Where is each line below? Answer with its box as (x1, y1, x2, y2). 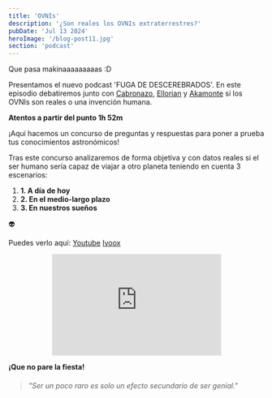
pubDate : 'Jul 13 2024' (8, 27, 89, 35)
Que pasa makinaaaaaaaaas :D (8, 64, 112, 74)
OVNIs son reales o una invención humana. (8, 97, 153, 107)
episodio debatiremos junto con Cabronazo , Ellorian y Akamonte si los (8, 88, 243, 98)
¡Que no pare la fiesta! (8, 362, 85, 372)
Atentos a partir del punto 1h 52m (8, 113, 123, 122)
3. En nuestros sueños (19, 203, 97, 213)
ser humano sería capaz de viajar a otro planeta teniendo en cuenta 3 (8, 161, 241, 171)
